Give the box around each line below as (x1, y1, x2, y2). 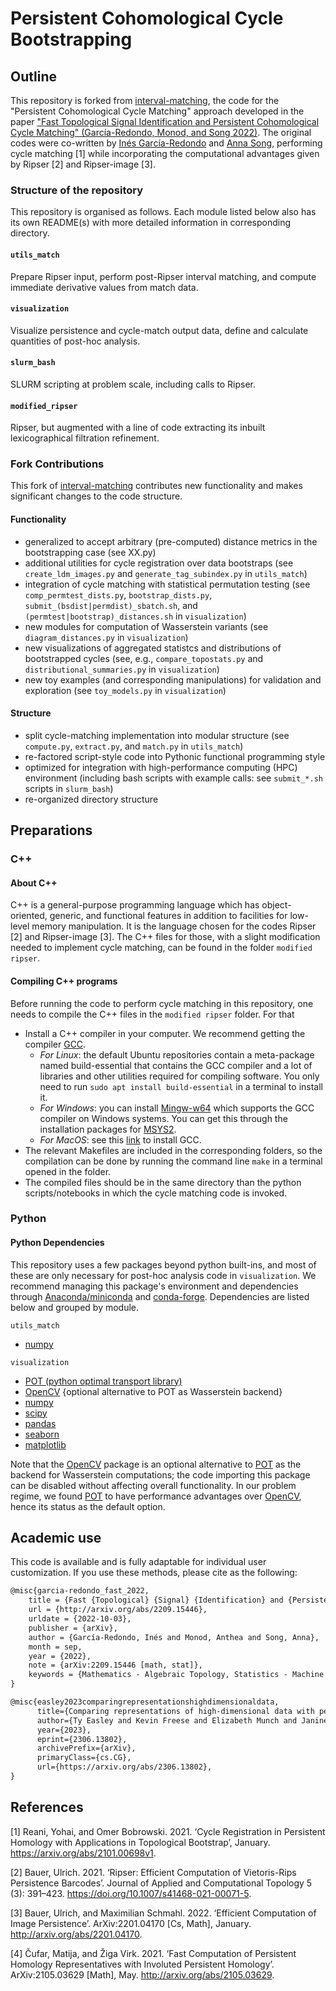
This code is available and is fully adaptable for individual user (10, 1556, 267, 1568)
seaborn (24, 1428, 60, 1440)
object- (261, 899, 292, 911)
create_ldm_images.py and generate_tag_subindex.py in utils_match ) (24, 567, 308, 579)
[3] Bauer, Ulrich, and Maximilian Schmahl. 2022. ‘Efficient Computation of (10, 1907, 317, 1919)
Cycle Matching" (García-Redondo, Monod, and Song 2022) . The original (10, 127, 312, 138)
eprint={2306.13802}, (36, 1734, 128, 1744)
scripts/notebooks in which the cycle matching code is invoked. (24, 1187, 288, 1199)
